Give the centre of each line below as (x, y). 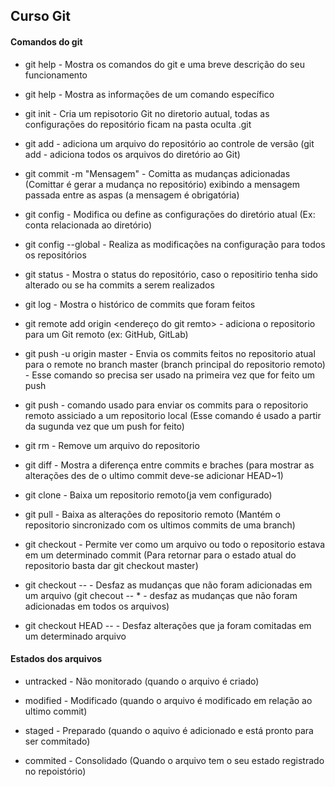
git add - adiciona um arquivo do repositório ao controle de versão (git (169, 143)
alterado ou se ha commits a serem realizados (119, 285)
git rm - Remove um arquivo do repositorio (112, 445)
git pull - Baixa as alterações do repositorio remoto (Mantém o (152, 514)
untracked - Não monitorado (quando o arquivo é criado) (142, 681)
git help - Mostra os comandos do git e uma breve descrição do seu (164, 64)
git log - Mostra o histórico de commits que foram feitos (140, 304)
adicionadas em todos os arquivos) (97, 606)
